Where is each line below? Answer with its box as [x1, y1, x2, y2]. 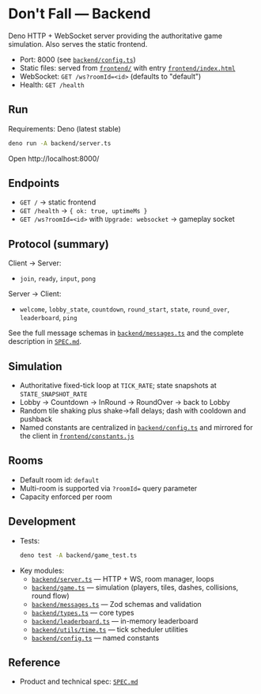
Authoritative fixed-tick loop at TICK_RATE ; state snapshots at [19, 381, 217, 391]
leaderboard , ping [19, 313, 78, 322]
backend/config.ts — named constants [31, 633, 160, 643]
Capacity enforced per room [19, 492, 112, 501]
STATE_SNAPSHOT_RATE [19, 391, 88, 398]
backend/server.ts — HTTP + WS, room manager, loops [31, 574, 215, 583]
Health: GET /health [19, 80, 85, 90]
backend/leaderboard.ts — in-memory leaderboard [31, 616, 199, 626]
